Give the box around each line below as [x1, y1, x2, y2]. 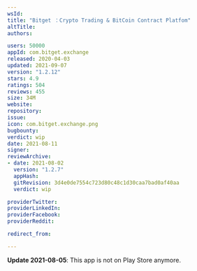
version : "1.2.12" [7, 68, 61, 76]
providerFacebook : [7, 211, 61, 218]
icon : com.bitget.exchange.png [7, 120, 98, 127]
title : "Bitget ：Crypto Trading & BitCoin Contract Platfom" [7, 17, 191, 24]
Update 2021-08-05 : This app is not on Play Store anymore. [7, 256, 182, 264]
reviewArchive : [7, 153, 52, 160]
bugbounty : [7, 127, 39, 134]
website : [7, 101, 33, 109]
